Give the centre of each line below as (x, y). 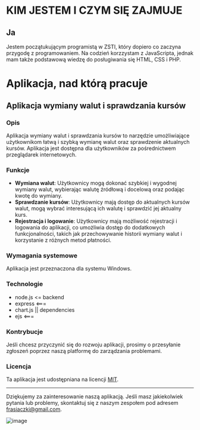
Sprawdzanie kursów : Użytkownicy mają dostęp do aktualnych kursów (102, 202)
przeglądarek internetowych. (41, 154)
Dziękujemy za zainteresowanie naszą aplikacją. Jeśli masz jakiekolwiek (95, 397)
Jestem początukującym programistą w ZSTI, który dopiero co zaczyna (94, 47)
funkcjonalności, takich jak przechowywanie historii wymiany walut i (99, 234)
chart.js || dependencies (45, 310)
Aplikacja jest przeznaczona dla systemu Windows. (69, 269)
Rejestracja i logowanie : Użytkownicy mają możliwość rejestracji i (96, 221)
